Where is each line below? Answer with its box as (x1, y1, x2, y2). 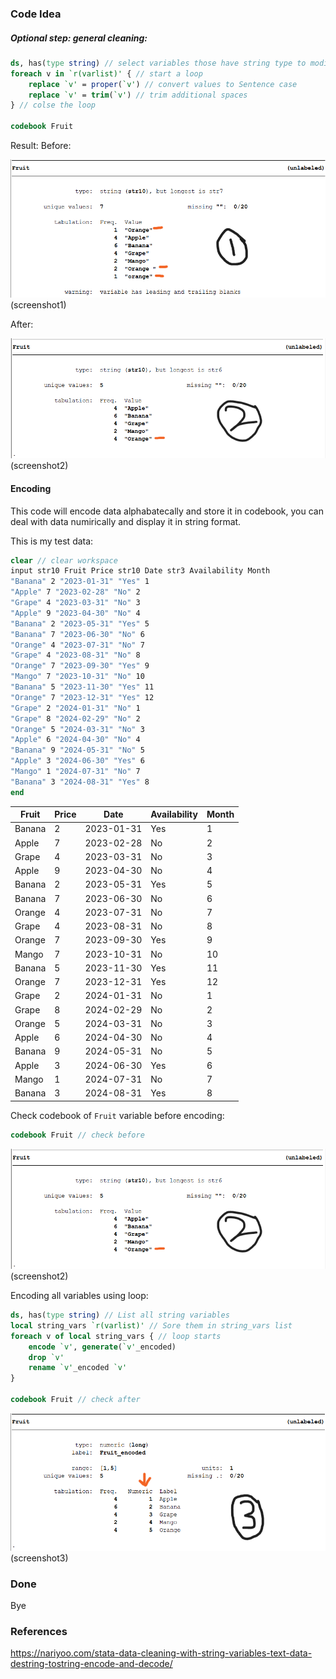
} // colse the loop (10, 100, 97, 111)
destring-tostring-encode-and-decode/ (10, 1658, 173, 1670)
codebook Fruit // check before (10, 1130, 145, 1140)
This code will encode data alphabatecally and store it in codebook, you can (10, 505, 324, 517)
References (10, 1625, 68, 1639)
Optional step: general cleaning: (10, 32, 148, 44)
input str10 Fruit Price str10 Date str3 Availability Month (10, 566, 271, 576)
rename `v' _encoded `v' (28, 1363, 128, 1373)
